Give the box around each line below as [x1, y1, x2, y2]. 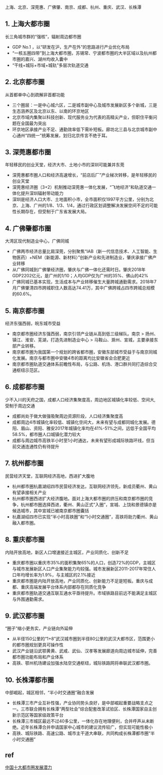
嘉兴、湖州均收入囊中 [25, 56, 68, 62]
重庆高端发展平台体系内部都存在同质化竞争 [20, 584, 106, 590]
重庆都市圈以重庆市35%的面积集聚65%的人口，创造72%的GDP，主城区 [12, 559, 156, 565]
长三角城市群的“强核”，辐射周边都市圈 [5, 34, 82, 39]
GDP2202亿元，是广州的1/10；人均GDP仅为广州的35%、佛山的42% [12, 273, 148, 279]
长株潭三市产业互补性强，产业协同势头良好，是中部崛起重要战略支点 [12, 700, 149, 706]
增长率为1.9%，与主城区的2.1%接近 [25, 572, 96, 577]
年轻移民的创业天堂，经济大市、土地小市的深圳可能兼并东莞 [5, 162, 125, 168]
